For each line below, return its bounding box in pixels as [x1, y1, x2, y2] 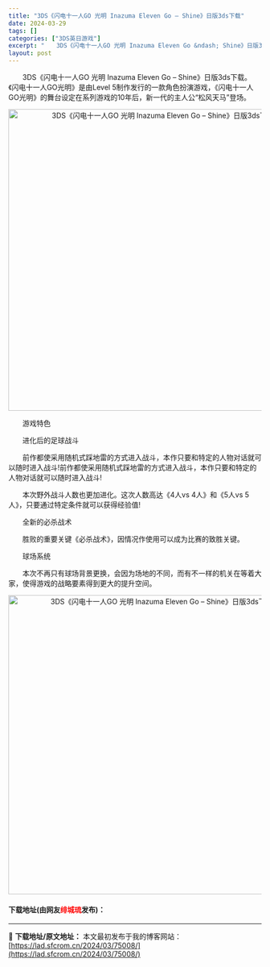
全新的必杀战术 [22, 517, 72, 526]
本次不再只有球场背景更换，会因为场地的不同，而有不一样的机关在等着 [22, 569, 255, 578]
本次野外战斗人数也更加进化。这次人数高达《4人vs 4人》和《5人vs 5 [22, 490, 250, 500]
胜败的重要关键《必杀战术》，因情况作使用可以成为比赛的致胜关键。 [22, 534, 244, 544]
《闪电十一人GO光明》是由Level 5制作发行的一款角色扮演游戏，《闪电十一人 [8, 82, 254, 92]
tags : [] [8, 27, 38, 35]
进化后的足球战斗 [22, 436, 79, 445]
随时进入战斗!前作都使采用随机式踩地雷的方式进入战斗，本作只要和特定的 [14, 463, 257, 472]
